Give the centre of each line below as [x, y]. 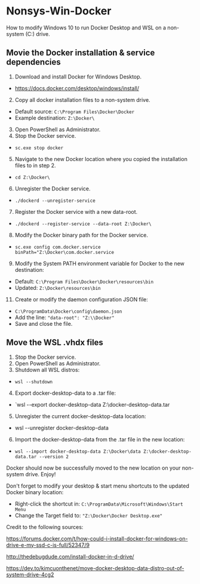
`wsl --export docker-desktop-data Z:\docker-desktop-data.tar [92, 404]
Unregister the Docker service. [53, 188]
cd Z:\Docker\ [32, 177]
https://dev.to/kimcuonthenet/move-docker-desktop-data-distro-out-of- [95, 568]
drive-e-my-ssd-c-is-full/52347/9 [48, 545]
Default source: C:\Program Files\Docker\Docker [75, 111]
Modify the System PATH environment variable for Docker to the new [100, 263]
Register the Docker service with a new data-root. [76, 211]
